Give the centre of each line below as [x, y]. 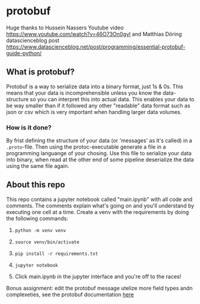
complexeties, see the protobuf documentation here [70, 294]
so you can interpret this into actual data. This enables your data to [112, 99]
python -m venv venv [40, 230]
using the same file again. [38, 166]
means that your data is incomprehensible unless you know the [84, 93]
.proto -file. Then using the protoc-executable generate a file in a [86, 147]
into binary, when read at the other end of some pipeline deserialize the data [100, 159]
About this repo [36, 185]
